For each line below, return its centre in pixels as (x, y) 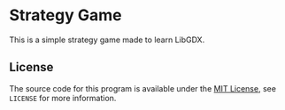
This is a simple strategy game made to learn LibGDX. (107, 40)
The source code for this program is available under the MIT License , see (143, 88)
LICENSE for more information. (63, 98)
